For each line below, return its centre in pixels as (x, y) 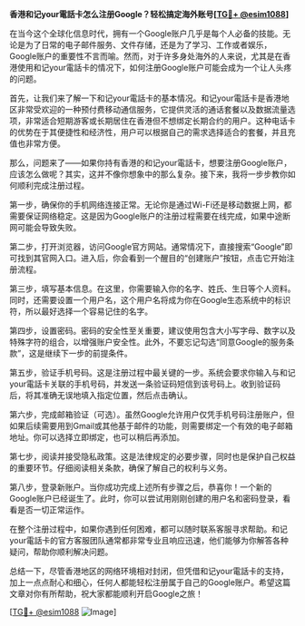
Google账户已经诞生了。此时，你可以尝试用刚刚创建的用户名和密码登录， (146, 499)
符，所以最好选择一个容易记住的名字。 (81, 311)
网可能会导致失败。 (45, 227)
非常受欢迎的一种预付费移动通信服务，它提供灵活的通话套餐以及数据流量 (152, 109)
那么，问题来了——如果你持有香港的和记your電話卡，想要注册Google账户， (151, 163)
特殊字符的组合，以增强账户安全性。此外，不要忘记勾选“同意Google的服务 (148, 342)
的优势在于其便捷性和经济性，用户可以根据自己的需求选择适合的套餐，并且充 (152, 132)
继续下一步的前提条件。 (89, 353)
